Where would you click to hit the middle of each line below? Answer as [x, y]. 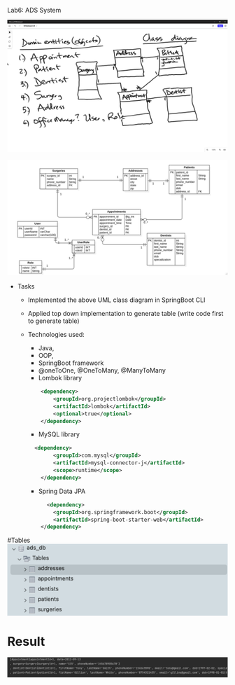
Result [26, 642]
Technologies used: [56, 335]
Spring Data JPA [62, 491]
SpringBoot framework [71, 363]
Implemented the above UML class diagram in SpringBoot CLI [116, 300]
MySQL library [59, 434]
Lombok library [60, 378]
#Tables [19, 540]
